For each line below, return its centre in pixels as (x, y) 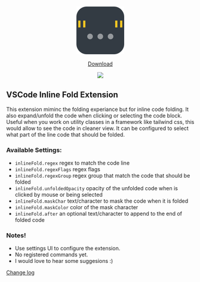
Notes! (16, 235)
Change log (20, 272)
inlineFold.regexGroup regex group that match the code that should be (102, 176)
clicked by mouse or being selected (59, 195)
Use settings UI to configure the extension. (67, 249)
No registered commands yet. (51, 255)
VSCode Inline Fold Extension (62, 95)
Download (100, 64)
